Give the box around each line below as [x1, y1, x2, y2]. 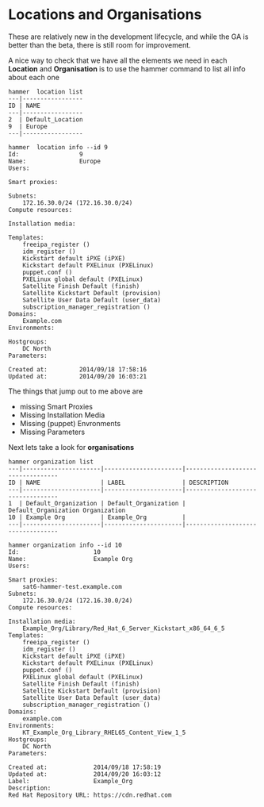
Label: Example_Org [8, 777, 133, 785]
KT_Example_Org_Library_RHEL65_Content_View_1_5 [22, 728, 186, 736]
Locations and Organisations [8, 6, 202, 24]
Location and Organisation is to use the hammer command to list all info [8, 63, 246, 73]
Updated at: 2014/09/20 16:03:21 [8, 372, 147, 380]
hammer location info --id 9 [8, 143, 109, 152]
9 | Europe [8, 122, 48, 130]
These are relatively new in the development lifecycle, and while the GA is [8, 32, 249, 41]
